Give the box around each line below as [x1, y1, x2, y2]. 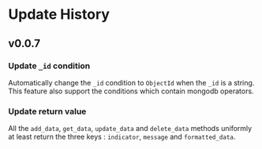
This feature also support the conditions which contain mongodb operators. [8, 86, 254, 96]
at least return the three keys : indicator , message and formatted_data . [8, 132, 236, 142]
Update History [8, 5, 110, 24]
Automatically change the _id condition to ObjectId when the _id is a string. [8, 78, 255, 87]
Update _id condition [8, 60, 91, 71]
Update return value [8, 106, 87, 117]
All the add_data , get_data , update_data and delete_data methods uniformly [8, 124, 253, 133]
